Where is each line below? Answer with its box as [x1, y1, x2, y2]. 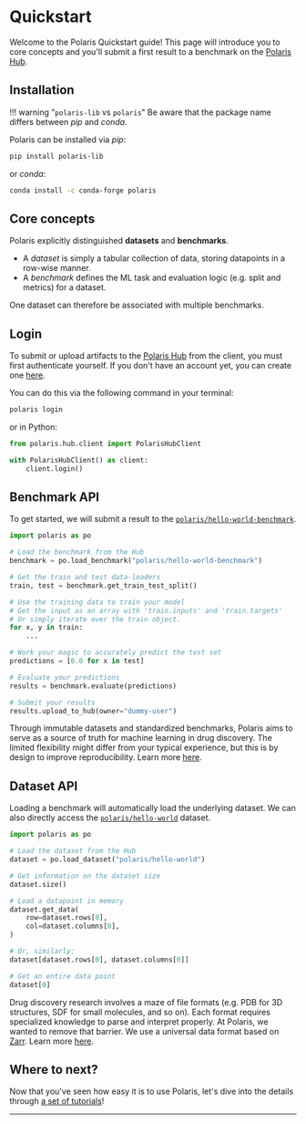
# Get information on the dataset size [9, 871, 161, 880]
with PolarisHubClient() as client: [9, 455, 148, 464]
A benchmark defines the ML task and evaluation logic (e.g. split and [22, 272, 281, 284]
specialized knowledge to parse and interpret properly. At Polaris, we [9, 1015, 269, 1027]
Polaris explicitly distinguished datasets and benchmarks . [9, 235, 229, 246]
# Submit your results [9, 698, 96, 707]
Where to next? [9, 1061, 98, 1077]
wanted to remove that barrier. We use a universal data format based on [9, 1025, 280, 1036]
